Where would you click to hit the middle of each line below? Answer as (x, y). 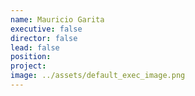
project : (28, 66)
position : (31, 57)
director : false (44, 38)
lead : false (35, 47)
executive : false (46, 29)
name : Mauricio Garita (57, 19)
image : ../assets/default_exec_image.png (98, 76)
